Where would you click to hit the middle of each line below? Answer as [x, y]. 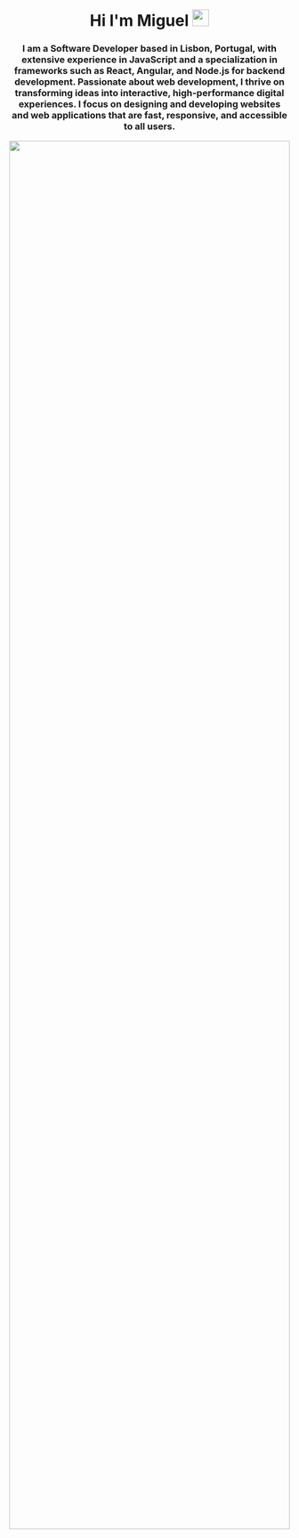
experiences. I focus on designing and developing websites [149, 104]
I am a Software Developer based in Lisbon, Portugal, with [149, 49]
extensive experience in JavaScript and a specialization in [149, 60]
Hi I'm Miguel [139, 21]
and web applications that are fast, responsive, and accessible [149, 116]
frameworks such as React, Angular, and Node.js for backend [149, 71]
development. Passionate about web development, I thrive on [149, 82]
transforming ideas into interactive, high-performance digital [149, 93]
